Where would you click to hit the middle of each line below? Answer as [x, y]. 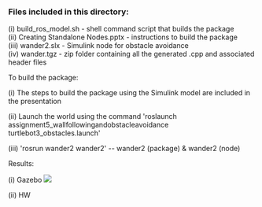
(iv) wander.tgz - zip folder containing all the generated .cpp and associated [131, 54]
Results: [21, 164]
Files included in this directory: [69, 12]
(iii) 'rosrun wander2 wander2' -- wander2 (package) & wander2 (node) [124, 149]
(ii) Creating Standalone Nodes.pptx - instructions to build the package [123, 37]
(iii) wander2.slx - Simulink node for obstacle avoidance [98, 46]
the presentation [35, 102]
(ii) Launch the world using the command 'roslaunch [92, 116]
